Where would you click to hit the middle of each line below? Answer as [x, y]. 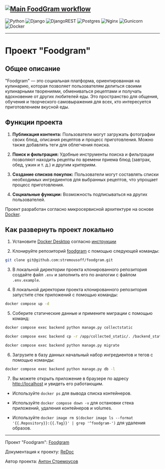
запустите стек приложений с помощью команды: [65, 295]
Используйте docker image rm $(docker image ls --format [73, 417]
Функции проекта [34, 122]
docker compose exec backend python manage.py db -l [60, 369]
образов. [22, 428]
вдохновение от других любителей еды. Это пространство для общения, [82, 96]
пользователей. [29, 200]
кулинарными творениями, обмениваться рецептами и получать [73, 91]
